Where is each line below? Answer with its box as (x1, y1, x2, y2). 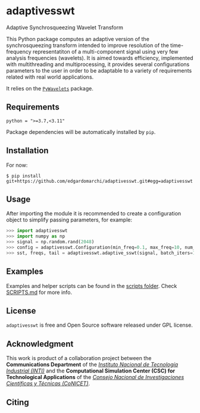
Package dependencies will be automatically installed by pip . (6, 128, 156, 135)
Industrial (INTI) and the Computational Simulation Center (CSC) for (6, 367, 176, 374)
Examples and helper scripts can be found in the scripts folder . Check (6, 282, 177, 289)
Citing (6, 397, 29, 407)
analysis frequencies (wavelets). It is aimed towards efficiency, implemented (6, 54, 193, 61)
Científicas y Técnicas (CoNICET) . (6, 380, 90, 387)
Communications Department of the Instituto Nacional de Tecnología (6, 361, 179, 368)
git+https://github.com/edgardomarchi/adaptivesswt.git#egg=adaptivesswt (6, 178, 193, 184)
